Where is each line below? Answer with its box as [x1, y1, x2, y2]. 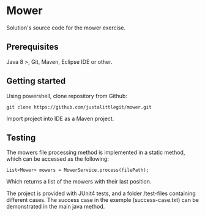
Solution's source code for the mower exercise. [6, 24, 126, 31]
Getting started [6, 76, 66, 87]
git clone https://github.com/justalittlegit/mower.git [6, 104, 152, 110]
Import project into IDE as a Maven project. [6, 115, 114, 122]
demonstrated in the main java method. [6, 203, 105, 210]
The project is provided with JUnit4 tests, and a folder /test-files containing [6, 190, 196, 197]
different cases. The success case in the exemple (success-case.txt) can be [6, 196, 199, 204]
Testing [6, 133, 36, 143]
